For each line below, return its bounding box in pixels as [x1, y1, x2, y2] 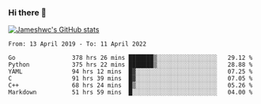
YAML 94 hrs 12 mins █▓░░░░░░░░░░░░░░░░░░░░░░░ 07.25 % [8, 68, 253, 76]
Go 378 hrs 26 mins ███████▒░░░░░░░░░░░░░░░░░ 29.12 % [8, 54, 253, 62]
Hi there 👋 [8, 7, 47, 18]
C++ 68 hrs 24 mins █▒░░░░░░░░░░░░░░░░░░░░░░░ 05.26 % [8, 82, 253, 90]
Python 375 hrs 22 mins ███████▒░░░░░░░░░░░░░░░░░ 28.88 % [8, 61, 253, 69]
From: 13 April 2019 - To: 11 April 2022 [8, 40, 147, 48]
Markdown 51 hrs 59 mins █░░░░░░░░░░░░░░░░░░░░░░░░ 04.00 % [8, 88, 253, 97]
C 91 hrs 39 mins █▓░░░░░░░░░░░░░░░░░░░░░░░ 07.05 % [8, 75, 253, 83]
